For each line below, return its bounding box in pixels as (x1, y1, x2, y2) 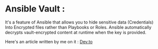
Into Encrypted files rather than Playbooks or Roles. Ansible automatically (5, 24, 152, 30)
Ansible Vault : (5, 3, 65, 14)
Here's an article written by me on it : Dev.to (5, 38, 93, 44)
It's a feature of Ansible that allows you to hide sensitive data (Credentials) (5, 19, 154, 25)
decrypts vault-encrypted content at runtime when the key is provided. (5, 29, 146, 35)
